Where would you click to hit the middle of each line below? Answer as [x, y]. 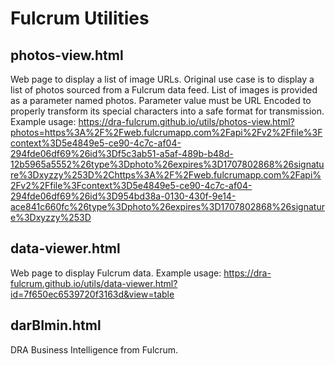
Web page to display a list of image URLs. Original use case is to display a [162, 79]
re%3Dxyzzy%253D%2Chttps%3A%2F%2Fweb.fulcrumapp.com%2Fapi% [166, 175]
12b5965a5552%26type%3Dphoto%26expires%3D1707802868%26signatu [167, 164]
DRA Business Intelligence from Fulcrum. [94, 349]
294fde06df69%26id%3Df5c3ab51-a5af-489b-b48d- [122, 153]
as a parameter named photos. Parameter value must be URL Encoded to [161, 100]
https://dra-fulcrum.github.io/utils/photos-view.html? [186, 121]
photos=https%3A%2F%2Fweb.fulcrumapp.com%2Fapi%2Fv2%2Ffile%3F [166, 132]
